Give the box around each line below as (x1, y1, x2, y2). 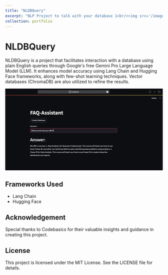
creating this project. (5, 232, 48, 238)
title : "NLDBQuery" (5, 8, 46, 13)
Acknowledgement (5, 213, 66, 221)
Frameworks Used (5, 180, 63, 189)
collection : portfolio (5, 19, 52, 24)
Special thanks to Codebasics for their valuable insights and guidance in (5, 226, 154, 232)
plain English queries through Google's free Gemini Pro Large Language (5, 63, 153, 69)
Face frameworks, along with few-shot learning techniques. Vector (5, 73, 143, 80)
